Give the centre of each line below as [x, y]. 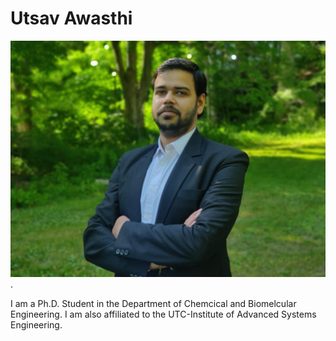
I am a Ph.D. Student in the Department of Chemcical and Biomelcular [153, 303]
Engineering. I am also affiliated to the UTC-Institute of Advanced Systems [163, 314]
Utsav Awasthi [71, 18]
